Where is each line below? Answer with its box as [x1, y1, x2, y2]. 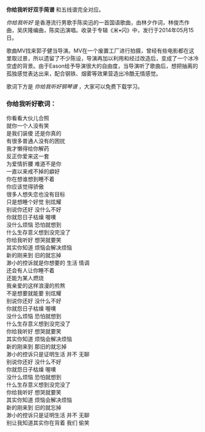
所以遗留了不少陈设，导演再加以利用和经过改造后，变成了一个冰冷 [32, 55, 199, 62]
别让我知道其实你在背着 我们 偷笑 [6, 419, 90, 427]
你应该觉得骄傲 [6, 183, 44, 191]
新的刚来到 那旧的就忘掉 [6, 343, 67, 350]
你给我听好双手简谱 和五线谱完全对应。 [6, 6, 104, 13]
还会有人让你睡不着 [6, 267, 55, 274]
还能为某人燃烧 [6, 274, 44, 282]
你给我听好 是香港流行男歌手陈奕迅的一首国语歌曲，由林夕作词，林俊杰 [6, 19, 184, 26]
